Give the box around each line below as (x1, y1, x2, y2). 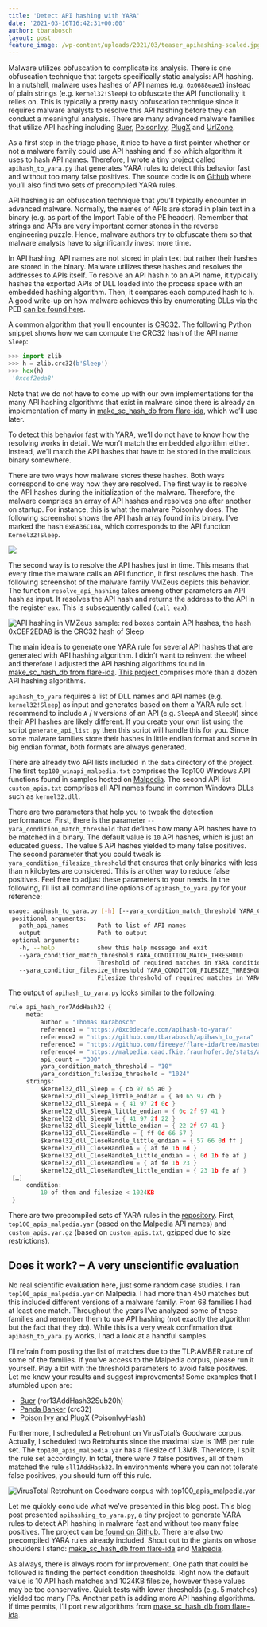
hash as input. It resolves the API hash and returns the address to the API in (8, 594, 256, 603)
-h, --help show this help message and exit (18, 944, 208, 952)
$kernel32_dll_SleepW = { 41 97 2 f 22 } (40, 1114, 176, 1122)
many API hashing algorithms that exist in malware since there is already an (8, 397, 256, 407)
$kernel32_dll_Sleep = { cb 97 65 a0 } (40, 1085, 172, 1093)
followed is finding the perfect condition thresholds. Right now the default (8, 1567, 250, 1577)
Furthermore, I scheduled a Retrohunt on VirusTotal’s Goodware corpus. (8, 1428, 244, 1437)
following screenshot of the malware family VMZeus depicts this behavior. (8, 577, 251, 587)
